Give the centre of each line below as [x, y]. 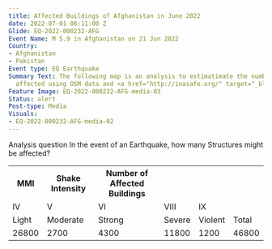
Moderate [65, 220]
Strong [111, 220]
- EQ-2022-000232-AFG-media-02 [61, 122]
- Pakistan [27, 62]
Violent [212, 220]
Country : [23, 46]
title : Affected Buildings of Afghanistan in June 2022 [104, 16]
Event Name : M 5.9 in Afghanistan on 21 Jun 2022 [94, 39]
